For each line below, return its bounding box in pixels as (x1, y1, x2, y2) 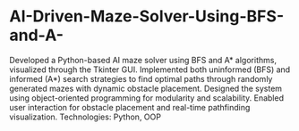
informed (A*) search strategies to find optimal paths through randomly (9, 73, 273, 84)
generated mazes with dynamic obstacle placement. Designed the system (9, 83, 283, 94)
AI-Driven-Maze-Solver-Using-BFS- (9, 6, 285, 27)
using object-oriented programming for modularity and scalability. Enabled (9, 92, 285, 103)
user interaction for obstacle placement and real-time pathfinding (9, 102, 251, 112)
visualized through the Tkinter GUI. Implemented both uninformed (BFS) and (9, 64, 291, 75)
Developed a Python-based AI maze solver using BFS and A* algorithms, (9, 54, 278, 65)
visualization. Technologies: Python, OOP (9, 111, 161, 122)
